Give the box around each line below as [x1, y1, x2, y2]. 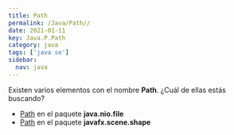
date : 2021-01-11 [8, 26, 66, 34]
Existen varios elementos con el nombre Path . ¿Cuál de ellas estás [8, 85, 227, 94]
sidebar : [8, 56, 37, 64]
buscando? [8, 93, 45, 103]
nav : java [15, 64, 48, 71]
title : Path [8, 11, 48, 20]
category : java [8, 41, 59, 49]
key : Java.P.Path [8, 33, 66, 42]
